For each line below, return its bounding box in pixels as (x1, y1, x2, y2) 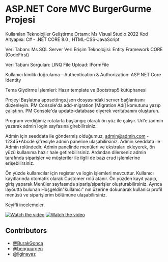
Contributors (5, 226, 47, 235)
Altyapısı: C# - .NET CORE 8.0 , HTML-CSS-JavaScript (5, 36, 120, 42)
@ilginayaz (12, 251, 36, 257)
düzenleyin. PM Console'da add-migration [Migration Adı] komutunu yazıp (5, 102, 161, 108)
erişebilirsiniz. (5, 160, 35, 166)
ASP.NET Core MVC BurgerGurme (5, 3, 152, 15)
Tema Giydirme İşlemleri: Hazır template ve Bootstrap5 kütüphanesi (5, 86, 147, 93)
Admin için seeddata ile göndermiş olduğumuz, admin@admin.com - (5, 133, 149, 139)
